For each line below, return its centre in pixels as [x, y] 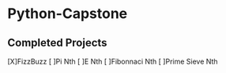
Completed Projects [57, 43]
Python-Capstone [68, 14]
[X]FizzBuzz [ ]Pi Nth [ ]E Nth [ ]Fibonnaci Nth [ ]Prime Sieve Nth [113, 61]
